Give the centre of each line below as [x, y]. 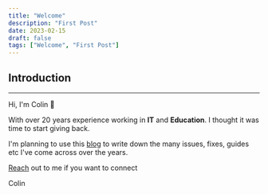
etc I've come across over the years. [68, 152]
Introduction [40, 78]
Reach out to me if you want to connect [73, 168]
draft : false [30, 38]
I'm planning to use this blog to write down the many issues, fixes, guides [129, 144]
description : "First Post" [53, 23]
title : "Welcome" [37, 16]
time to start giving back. [49, 128]
